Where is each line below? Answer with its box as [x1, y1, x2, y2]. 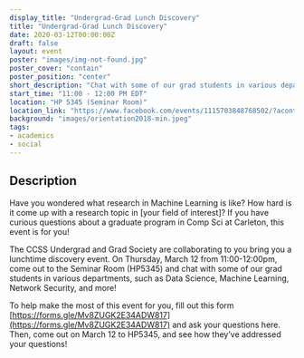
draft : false [9, 38, 59, 48]
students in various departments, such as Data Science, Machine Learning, [9, 273, 290, 284]
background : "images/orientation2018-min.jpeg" [9, 114, 193, 123]
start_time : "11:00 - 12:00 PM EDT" [9, 89, 147, 98]
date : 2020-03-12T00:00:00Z [9, 30, 116, 39]
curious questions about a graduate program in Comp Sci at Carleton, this [9, 217, 285, 227]
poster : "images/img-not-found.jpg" [9, 55, 147, 64]
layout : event [9, 47, 63, 56]
